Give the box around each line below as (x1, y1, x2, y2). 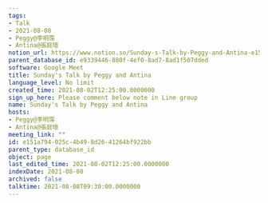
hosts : (8, 109, 30, 117)
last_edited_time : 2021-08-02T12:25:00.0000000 (8, 161, 170, 169)
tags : (8, 11, 26, 20)
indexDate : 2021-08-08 (8, 168, 84, 176)
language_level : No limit (8, 78, 94, 86)
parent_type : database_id (8, 145, 94, 153)
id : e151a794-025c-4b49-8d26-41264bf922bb (8, 137, 152, 146)
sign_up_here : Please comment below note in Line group (8, 94, 198, 101)
